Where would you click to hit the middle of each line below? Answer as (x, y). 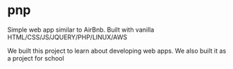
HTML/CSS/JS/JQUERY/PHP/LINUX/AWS (67, 37)
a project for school (36, 58)
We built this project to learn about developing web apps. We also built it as (117, 51)
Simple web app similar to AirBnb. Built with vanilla (81, 30)
